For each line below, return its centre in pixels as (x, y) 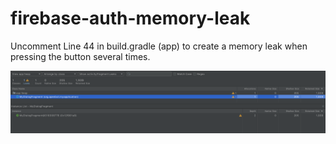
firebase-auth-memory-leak (130, 18)
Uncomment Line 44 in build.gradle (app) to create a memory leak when (159, 46)
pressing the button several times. (80, 56)
